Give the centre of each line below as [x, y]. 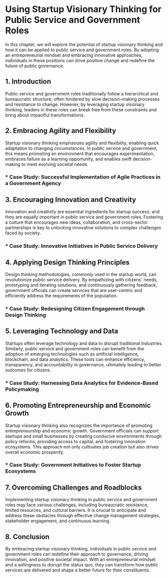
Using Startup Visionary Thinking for [83, 9]
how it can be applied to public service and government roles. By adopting [82, 50]
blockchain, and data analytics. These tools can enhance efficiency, [75, 359]
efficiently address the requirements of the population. [61, 296]
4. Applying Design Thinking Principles [67, 262]
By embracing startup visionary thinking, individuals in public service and [81, 549]
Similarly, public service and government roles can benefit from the [75, 348]
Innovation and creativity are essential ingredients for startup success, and [82, 212]
